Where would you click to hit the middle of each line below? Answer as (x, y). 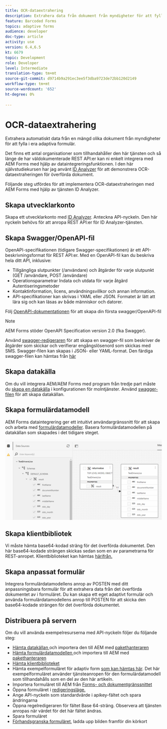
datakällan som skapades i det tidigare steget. (52, 432)
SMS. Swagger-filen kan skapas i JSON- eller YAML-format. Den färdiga (79, 351)
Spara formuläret (30, 716)
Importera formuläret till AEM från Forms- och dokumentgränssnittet (82, 685)
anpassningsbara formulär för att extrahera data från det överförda (74, 589)
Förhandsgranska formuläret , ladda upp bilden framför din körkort (80, 722)
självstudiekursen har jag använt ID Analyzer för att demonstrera (71, 169)
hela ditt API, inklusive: (28, 260)
